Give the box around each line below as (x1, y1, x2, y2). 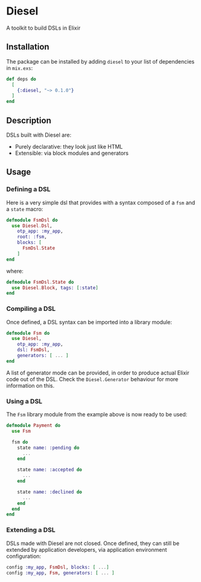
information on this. (6, 382, 55, 389)
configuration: (6, 552, 41, 560)
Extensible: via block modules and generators (14, 149, 129, 157)
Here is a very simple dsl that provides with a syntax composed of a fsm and (6, 198, 196, 206)
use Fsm (11, 428, 31, 434)
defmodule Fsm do (6, 330, 50, 336)
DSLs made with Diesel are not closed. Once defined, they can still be (6, 540, 180, 547)
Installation (6, 42, 49, 52)
